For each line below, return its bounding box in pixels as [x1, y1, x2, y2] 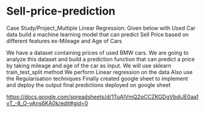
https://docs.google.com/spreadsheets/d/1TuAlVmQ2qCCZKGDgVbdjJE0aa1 [6, 93, 199, 100]
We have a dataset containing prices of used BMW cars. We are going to [6, 49, 189, 56]
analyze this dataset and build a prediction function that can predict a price [6, 55, 195, 63]
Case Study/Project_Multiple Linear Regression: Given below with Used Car [6, 24, 196, 32]
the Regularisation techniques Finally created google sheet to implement [6, 75, 189, 82]
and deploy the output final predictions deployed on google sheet [6, 81, 171, 89]
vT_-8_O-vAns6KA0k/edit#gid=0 [6, 99, 88, 107]
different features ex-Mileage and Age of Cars [6, 37, 122, 44]
